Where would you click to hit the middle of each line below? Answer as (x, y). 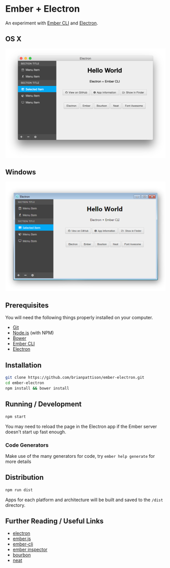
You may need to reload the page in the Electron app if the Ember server (81, 426)
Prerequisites (27, 306)
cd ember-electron (25, 383)
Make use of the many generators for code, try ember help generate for (80, 456)
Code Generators (27, 445)
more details (18, 461)
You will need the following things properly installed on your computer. (79, 318)
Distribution (25, 477)
